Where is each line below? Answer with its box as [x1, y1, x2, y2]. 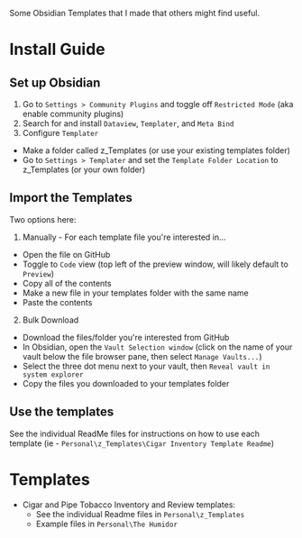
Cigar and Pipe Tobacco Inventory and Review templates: [22, 499, 236, 510]
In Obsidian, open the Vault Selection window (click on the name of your [22, 342, 293, 352]
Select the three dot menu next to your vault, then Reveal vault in [22, 360, 270, 371]
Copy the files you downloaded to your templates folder [22, 378, 230, 388]
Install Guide [9, 40, 105, 59]
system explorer [22, 369, 84, 379]
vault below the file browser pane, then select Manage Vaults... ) [22, 351, 262, 361]
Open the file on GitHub [22, 249, 111, 260]
